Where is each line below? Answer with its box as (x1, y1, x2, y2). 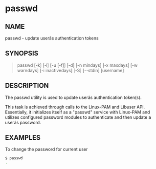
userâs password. (5, 119, 41, 125)
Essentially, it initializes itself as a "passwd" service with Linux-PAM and (5, 109, 150, 115)
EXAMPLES (5, 133, 41, 142)
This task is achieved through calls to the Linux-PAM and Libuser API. (5, 104, 145, 110)
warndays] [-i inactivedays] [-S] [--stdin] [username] (17, 67, 124, 73)
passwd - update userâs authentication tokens (5, 35, 99, 41)
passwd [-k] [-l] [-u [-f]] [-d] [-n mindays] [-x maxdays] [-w (17, 62, 138, 68)
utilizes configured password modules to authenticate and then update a (5, 114, 152, 120)
